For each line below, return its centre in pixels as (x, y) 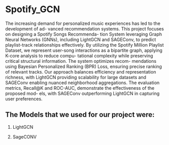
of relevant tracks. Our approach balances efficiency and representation (81, 71)
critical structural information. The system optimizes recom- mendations (81, 61)
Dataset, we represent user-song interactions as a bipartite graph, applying (84, 50)
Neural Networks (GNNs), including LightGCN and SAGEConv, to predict (81, 40)
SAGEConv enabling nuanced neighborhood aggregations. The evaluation (82, 83)
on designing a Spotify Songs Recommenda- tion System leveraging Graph (84, 34)
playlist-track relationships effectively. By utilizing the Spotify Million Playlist (84, 45)
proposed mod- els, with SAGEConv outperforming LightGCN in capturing (82, 93)
